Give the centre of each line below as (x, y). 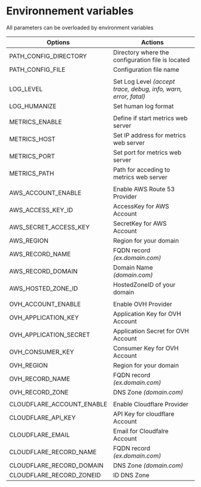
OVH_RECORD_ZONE (39, 392)
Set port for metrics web (147, 152)
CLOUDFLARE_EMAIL (39, 434)
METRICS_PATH (32, 173)
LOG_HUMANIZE (33, 106)
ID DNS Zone (131, 475)
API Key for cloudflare (144, 414)
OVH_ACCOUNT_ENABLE (45, 304)
